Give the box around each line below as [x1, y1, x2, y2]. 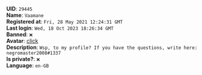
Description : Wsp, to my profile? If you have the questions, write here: [6, 44, 198, 51]
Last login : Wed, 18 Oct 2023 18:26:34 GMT [6, 24, 114, 31]
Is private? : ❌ [6, 56, 41, 62]
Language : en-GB [6, 62, 49, 69]
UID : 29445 [6, 5, 33, 12]
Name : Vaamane [6, 11, 44, 19]
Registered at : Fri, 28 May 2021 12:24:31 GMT [6, 18, 123, 25]
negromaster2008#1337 [6, 50, 61, 56]
